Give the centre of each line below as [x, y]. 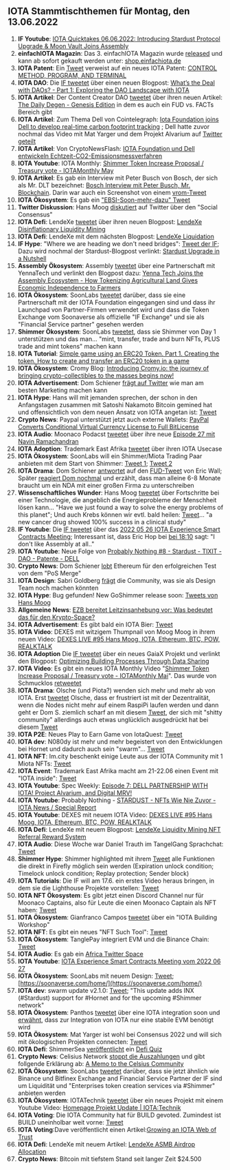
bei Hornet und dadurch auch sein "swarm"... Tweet [91, 749]
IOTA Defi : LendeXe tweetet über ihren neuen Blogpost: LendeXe [110, 222]
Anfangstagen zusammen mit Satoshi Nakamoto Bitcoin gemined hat [115, 404]
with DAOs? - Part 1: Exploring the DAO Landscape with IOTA [103, 90]
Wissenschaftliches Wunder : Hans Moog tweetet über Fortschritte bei [118, 493]
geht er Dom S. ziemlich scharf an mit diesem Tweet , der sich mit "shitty [120, 712]
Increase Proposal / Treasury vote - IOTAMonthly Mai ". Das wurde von [117, 675]
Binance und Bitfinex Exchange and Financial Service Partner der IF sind [120, 1078]
